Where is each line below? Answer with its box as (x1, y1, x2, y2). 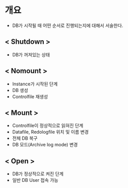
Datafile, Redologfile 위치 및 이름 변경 (12, 129, 89, 135)
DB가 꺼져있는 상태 (12, 51, 50, 57)
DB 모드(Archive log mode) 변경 (12, 142, 78, 148)
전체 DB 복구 (12, 135, 38, 141)
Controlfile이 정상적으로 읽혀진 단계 (12, 122, 84, 129)
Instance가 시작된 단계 (12, 81, 58, 87)
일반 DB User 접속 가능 (12, 177, 59, 183)
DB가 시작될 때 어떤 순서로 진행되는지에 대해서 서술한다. (12, 22, 123, 28)
